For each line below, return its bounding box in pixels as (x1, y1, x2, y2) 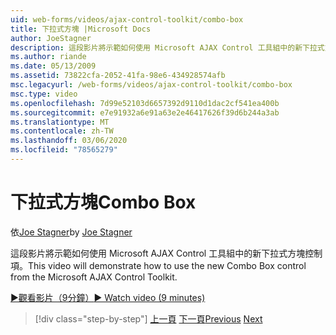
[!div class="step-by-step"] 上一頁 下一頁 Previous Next (34, 312, 263, 325)
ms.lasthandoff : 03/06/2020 (10, 136, 128, 146)
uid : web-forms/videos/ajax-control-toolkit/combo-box (10, 14, 244, 25)
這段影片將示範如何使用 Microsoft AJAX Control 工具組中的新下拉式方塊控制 (10, 247, 323, 259)
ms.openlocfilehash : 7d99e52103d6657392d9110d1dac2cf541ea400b (10, 98, 280, 108)
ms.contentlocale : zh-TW (10, 126, 114, 136)
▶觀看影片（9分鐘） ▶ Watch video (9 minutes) (10, 291, 206, 303)
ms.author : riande (10, 52, 87, 62)
